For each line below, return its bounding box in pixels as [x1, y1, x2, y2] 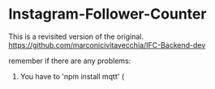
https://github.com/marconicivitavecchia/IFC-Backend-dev [8, 40, 206, 49]
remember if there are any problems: [8, 56, 131, 66]
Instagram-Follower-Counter [8, 5, 207, 23]
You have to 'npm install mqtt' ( [19, 71, 124, 81]
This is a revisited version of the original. [8, 32, 144, 41]
